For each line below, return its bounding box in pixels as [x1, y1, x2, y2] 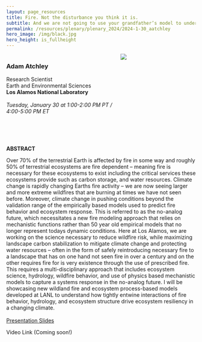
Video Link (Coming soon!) [6, 329, 73, 336]
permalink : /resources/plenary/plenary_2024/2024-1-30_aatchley [6, 25, 171, 32]
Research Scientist [6, 76, 53, 83]
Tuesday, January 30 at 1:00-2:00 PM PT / [6, 101, 112, 109]
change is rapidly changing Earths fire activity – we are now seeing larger [6, 182, 188, 190]
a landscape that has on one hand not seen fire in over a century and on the [6, 253, 194, 260]
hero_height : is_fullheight [6, 37, 77, 43]
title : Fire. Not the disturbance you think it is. [6, 14, 138, 21]
